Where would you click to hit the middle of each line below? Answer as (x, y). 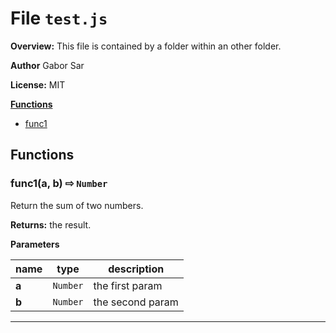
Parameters (35, 244)
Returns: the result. (51, 224)
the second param (136, 302)
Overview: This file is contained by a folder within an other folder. (146, 46)
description (136, 269)
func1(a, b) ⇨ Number (59, 184)
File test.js (59, 18)
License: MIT (38, 84)
